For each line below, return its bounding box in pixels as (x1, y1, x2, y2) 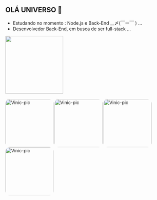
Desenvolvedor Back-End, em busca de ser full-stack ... (12, 26, 131, 32)
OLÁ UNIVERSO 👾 (5, 6, 63, 14)
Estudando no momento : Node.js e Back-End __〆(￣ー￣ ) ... (12, 19, 142, 26)
